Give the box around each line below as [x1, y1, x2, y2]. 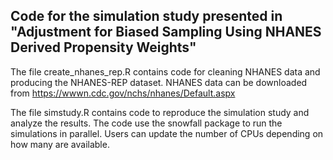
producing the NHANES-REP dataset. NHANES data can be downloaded [10, 76, 308, 88]
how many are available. [10, 138, 110, 150]
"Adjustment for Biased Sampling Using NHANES [10, 24, 322, 41]
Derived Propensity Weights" [10, 39, 197, 56]
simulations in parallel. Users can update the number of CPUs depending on [10, 127, 324, 139]
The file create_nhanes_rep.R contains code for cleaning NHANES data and [10, 65, 321, 78]
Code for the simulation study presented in [10, 8, 283, 25]
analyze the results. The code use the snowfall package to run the [10, 117, 283, 129]
